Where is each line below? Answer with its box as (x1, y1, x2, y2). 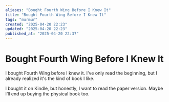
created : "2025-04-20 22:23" (5, 21, 68, 27)
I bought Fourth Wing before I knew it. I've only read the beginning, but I (5, 70, 157, 76)
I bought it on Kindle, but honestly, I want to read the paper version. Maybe (5, 85, 163, 91)
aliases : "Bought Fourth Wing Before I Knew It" (5, 7, 111, 13)
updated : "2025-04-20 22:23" (5, 27, 68, 32)
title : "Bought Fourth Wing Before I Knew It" (5, 12, 107, 17)
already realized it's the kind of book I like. (5, 75, 95, 82)
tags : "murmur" (5, 17, 38, 22)
